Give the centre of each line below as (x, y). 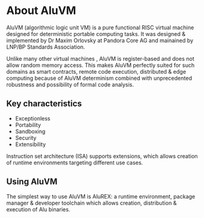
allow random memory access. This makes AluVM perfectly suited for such (100, 65)
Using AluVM (32, 182)
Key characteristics (44, 104)
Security (26, 138)
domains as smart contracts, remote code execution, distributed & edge (96, 71)
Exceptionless (33, 118)
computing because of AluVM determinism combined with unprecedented (99, 78)
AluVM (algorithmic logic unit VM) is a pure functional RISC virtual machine (100, 27)
